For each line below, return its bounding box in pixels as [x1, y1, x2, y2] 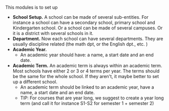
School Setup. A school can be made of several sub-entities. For [12, 14, 149, 20]
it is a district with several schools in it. [12, 30, 94, 36]
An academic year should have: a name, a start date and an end [20, 52, 154, 58]
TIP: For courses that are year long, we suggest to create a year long [20, 95, 164, 101]
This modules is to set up [5, 5, 58, 10]
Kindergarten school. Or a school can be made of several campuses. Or [12, 25, 163, 31]
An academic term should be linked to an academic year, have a [20, 84, 154, 90]
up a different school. [12, 79, 57, 85]
